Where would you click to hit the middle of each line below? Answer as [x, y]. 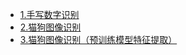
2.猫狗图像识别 [50, 27]
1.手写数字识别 [49, 14]
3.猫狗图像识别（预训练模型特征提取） [98, 39]
